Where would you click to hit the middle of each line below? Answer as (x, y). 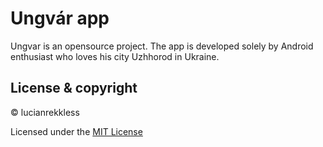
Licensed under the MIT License (76, 131)
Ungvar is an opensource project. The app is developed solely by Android (162, 46)
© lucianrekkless (45, 112)
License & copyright (74, 88)
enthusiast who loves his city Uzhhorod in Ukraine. (115, 56)
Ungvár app (60, 18)
